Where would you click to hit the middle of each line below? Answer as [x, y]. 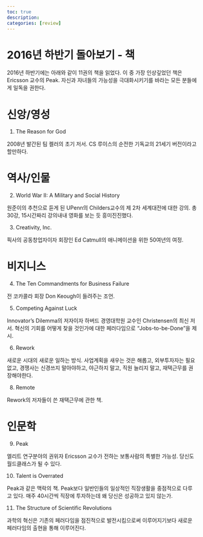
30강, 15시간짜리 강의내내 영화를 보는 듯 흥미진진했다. [70, 216]
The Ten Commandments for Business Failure [72, 284]
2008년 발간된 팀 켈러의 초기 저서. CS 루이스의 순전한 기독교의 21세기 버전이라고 [102, 144]
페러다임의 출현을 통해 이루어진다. [47, 528]
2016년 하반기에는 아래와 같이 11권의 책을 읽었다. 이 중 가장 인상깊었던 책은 [95, 72]
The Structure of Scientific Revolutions [64, 508]
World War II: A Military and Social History [68, 195]
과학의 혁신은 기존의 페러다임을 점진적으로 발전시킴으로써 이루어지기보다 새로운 [100, 521]
